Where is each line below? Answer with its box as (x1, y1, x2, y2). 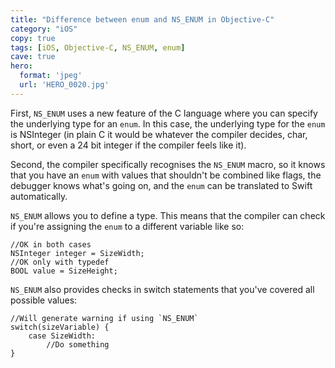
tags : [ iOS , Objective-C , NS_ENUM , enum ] (10, 42, 186, 53)
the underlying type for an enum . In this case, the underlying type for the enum (10, 117, 326, 130)
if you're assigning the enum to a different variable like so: (10, 220, 245, 232)
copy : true (10, 33, 56, 43)
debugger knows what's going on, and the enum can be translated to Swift (10, 179, 313, 191)
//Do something (46, 339, 110, 350)
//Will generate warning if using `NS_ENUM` (10, 313, 199, 323)
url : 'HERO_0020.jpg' (19, 80, 110, 90)
